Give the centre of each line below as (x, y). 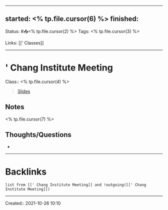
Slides (24, 91)
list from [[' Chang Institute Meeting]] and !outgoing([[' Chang (76, 185)
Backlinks (26, 172)
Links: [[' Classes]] (24, 42)
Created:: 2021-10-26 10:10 (33, 203)
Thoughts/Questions (38, 135)
